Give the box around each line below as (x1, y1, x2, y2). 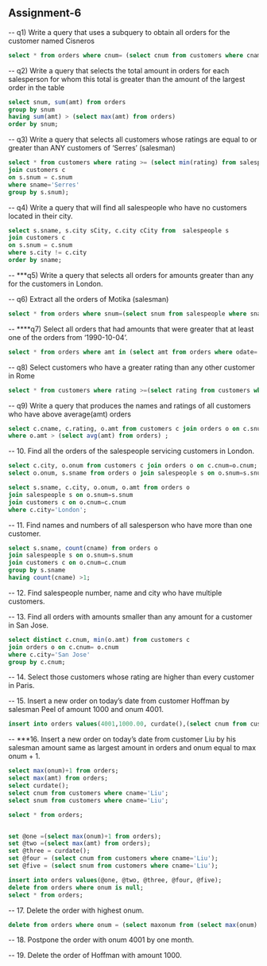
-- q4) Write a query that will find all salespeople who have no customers (8, 202, 248, 212)
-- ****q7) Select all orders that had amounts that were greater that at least (8, 324, 254, 334)
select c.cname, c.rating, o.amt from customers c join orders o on (8, 424, 240, 432)
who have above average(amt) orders (8, 409, 131, 419)
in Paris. (8, 681, 35, 690)
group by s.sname (8, 566, 66, 574)
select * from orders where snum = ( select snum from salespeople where (8, 310, 247, 318)
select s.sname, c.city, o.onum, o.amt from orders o (8, 483, 191, 492)
